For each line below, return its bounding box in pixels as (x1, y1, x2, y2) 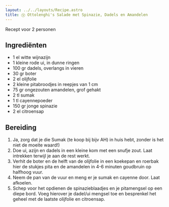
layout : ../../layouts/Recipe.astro (5, 7, 83, 13)
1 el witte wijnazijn (12, 54, 51, 61)
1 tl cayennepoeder (12, 98, 53, 104)
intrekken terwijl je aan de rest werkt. (12, 153, 90, 159)
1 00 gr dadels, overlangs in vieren (12, 65, 84, 71)
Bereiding (5, 123, 37, 132)
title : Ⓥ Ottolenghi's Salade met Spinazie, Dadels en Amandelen (5, 12, 148, 17)
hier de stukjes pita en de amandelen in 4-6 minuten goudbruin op (12, 164, 151, 170)
